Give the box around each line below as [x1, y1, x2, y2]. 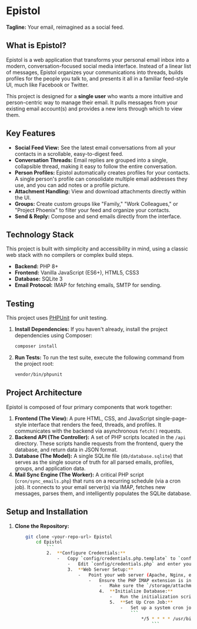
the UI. [14, 194, 31, 201]
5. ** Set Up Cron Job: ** [109, 600, 173, 605]
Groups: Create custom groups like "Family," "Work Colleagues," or [14, 200, 178, 207]
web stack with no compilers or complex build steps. [6, 252, 134, 259]
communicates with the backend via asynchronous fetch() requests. [14, 427, 182, 434]
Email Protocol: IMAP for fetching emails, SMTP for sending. [14, 282, 162, 289]
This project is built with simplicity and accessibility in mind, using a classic [6, 245, 188, 252]
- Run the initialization [109, 594, 178, 600]
